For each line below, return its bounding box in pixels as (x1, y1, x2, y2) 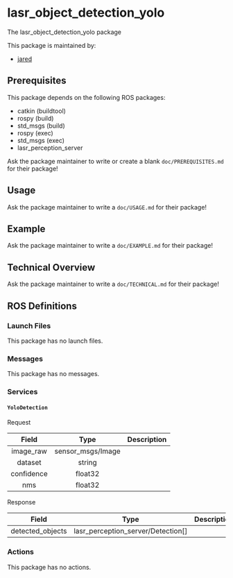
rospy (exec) (17, 128, 53, 137)
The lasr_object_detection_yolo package (7, 28, 122, 36)
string (78, 458, 97, 468)
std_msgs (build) (17, 121, 66, 130)
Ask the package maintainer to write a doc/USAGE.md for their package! (7, 203, 207, 211)
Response (7, 498, 36, 507)
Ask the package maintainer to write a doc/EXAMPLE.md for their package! (7, 241, 214, 250)
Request (7, 418, 31, 427)
